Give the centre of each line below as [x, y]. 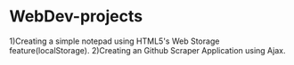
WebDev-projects [76, 16]
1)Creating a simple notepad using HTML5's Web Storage [114, 41]
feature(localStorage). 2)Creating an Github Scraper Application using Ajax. [147, 50]
